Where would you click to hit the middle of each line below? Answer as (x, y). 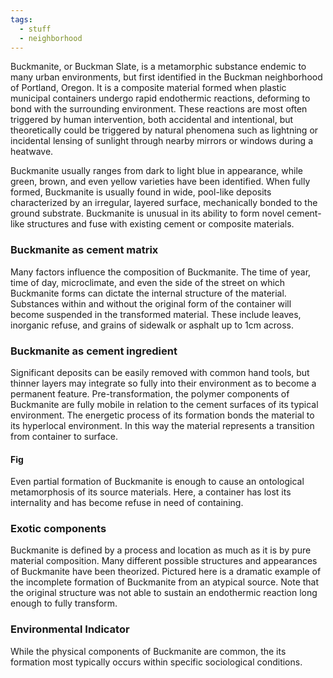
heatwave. (32, 152)
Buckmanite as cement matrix (84, 250)
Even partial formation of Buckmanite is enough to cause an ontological (157, 482)
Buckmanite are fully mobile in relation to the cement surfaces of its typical (164, 404)
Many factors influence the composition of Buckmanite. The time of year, (161, 272)
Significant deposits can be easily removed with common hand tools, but (160, 372)
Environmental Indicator (70, 629)
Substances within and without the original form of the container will (151, 303)
